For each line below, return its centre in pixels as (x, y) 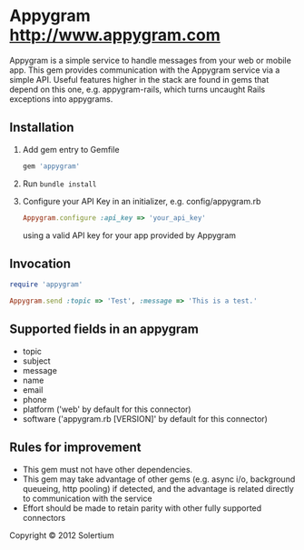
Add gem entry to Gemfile (71, 149)
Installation (42, 128)
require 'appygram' (46, 285)
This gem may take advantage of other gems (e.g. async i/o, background (159, 479)
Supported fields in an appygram (104, 330)
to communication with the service (87, 498)
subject (37, 361)
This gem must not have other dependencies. (108, 469)
